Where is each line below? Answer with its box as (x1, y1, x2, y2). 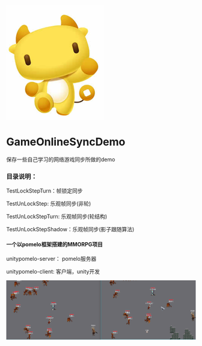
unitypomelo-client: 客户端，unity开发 (6, 268, 100, 275)
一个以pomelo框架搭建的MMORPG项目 (6, 240, 103, 248)
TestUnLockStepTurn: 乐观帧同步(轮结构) (6, 213, 108, 220)
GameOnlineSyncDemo (6, 135, 126, 149)
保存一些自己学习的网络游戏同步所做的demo (6, 156, 115, 163)
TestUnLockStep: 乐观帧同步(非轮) (6, 200, 91, 207)
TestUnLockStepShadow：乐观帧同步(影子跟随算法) (6, 226, 135, 233)
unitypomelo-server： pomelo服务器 (6, 255, 97, 263)
